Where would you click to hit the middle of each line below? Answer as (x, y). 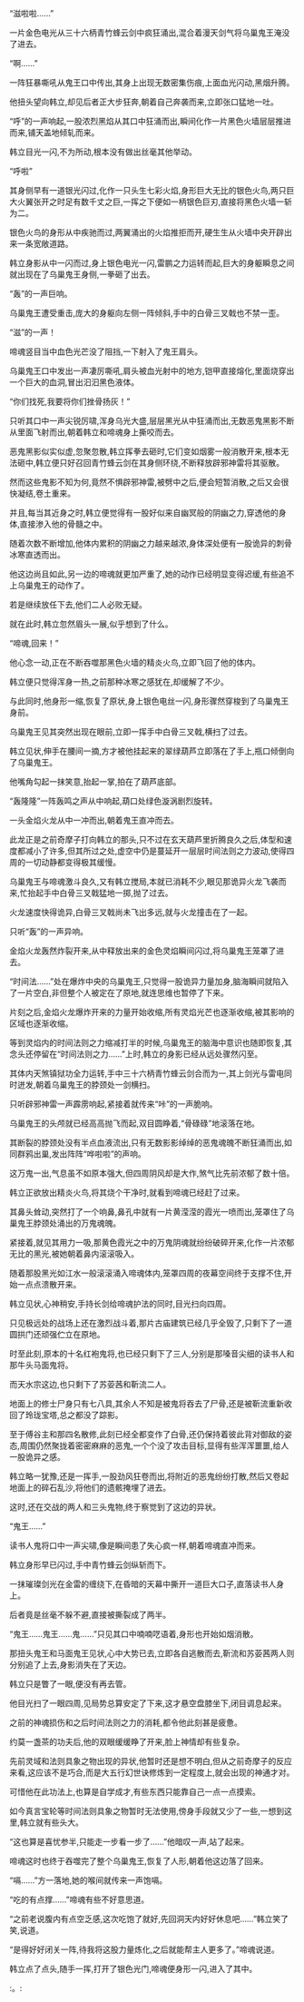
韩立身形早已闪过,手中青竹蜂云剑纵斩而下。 (90, 1565)
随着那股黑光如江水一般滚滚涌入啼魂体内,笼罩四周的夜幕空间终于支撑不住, (147, 1273)
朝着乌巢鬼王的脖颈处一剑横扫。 (96, 1085)
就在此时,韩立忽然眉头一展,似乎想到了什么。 (92, 624)
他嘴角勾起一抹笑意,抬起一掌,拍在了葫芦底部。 (95, 782)
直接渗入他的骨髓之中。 (64, 524)
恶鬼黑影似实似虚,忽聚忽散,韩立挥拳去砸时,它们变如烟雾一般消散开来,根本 (145, 451)
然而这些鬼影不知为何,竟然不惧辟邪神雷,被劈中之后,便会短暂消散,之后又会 (145, 482)
